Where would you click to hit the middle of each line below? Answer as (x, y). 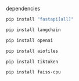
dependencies (23, 9)
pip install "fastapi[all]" (40, 19)
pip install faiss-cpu (33, 72)
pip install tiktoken (32, 62)
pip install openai (30, 41)
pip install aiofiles (32, 51)
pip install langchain (33, 30)
